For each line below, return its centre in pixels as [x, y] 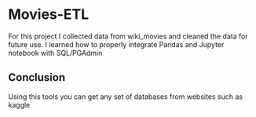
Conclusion [37, 77]
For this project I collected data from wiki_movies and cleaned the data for [128, 36]
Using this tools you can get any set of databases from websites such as [126, 97]
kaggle [19, 104]
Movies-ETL [49, 15]
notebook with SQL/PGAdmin [55, 53]
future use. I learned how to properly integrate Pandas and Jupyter [116, 44]
